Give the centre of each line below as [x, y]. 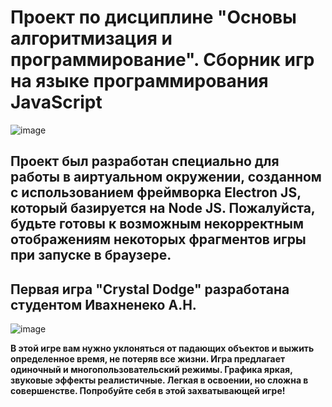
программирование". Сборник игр [162, 60]
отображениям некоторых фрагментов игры [158, 239]
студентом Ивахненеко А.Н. [103, 304]
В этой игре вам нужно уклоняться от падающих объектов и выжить [162, 348]
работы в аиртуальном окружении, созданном [166, 177]
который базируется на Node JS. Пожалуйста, [163, 208]
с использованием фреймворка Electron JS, [156, 192]
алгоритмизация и [91, 38]
